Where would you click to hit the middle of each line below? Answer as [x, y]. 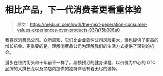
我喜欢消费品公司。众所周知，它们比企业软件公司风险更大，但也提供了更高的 [82, 40]
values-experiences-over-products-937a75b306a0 [68, 30]
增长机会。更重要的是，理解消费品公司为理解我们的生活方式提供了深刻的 [77, 46]
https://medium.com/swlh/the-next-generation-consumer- [89, 24]
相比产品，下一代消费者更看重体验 [73, 10]
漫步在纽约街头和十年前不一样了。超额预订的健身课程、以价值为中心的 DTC [80, 62]
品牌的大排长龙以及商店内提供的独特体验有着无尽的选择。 [63, 68]
